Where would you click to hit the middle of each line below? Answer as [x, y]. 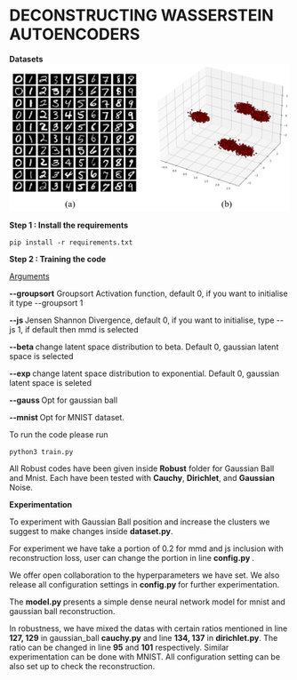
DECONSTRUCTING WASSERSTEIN [141, 16]
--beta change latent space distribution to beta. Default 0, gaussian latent [144, 347]
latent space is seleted [50, 383]
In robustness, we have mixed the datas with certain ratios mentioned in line [148, 628]
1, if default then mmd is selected [78, 330]
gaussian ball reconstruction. [62, 612]
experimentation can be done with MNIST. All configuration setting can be [145, 657]
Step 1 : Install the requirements [69, 225]
